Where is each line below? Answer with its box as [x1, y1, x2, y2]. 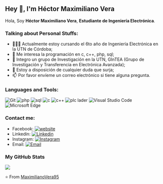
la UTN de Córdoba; [12, 46, 53, 52]
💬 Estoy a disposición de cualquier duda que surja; [12, 67, 114, 73]
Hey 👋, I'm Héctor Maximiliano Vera [5, 5, 115, 13]
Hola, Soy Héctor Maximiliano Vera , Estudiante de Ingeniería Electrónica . [5, 18, 155, 23]
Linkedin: [12, 131, 31, 137]
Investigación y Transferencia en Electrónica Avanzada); [12, 62, 125, 68]
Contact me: [5, 115, 35, 122]
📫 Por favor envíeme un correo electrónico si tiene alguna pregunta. [12, 73, 150, 78]
